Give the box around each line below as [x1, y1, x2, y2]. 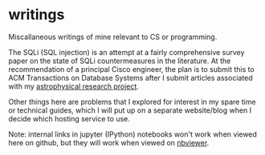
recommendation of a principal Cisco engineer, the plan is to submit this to [8, 64, 255, 74]
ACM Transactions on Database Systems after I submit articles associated [8, 73, 253, 82]
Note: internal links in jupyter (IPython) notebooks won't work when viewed [8, 129, 257, 139]
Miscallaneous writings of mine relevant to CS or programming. [8, 32, 218, 42]
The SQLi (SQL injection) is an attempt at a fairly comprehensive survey [8, 47, 245, 57]
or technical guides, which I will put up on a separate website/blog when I [8, 105, 251, 115]
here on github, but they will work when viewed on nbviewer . [8, 137, 210, 147]
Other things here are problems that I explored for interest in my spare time [8, 97, 256, 106]
